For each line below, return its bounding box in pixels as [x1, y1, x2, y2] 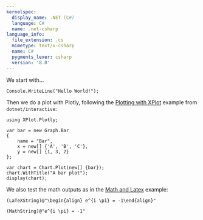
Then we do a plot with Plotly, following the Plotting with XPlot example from [6, 98, 198, 106]
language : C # [12, 20, 45, 26]
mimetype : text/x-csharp [12, 43, 75, 49]
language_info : [6, 32, 45, 38]
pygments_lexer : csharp [12, 54, 72, 60]
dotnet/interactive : [6, 105, 57, 112]
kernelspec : [6, 8, 36, 15]
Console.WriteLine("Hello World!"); [6, 88, 99, 94]
